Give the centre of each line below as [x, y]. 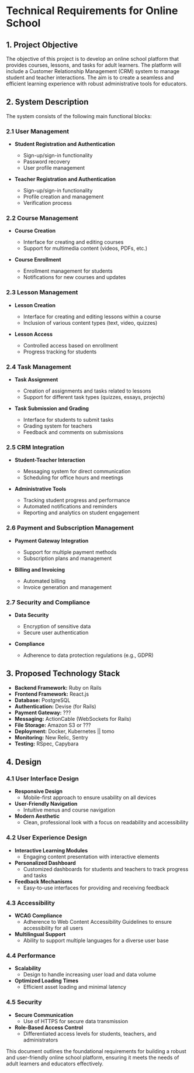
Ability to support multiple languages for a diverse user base [96, 940]
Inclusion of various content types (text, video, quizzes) [90, 322]
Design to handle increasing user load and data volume [90, 975]
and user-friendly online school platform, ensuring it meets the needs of [93, 1057]
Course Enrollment [38, 260]
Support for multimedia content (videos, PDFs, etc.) [85, 248]
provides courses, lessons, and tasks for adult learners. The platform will [94, 65]
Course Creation [35, 231]
